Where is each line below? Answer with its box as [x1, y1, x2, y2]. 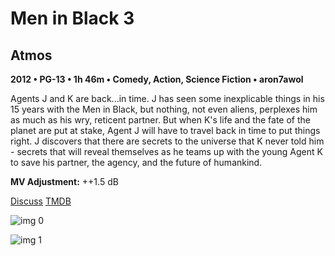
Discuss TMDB [10, 195, 72, 207]
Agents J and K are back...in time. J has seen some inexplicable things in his [10, 93, 325, 104]
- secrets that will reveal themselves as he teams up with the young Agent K [10, 146, 323, 157]
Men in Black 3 [10, 7, 135, 30]
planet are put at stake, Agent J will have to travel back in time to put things [10, 125, 321, 136]
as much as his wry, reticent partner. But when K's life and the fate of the [10, 114, 312, 126]
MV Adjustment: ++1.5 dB [10, 176, 119, 187]
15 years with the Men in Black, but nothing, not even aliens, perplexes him [10, 103, 318, 115]
